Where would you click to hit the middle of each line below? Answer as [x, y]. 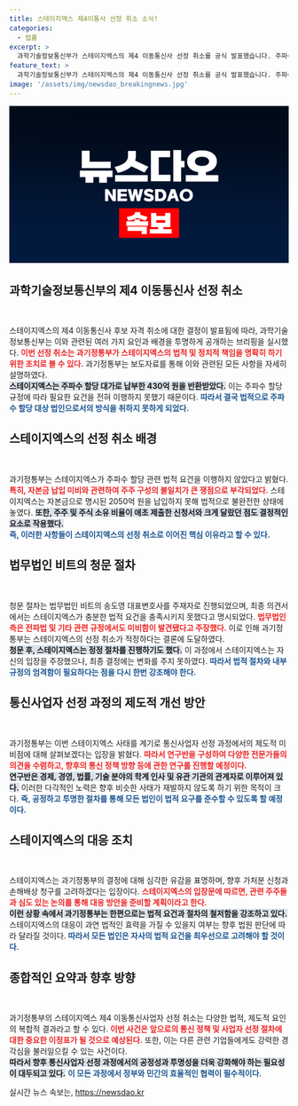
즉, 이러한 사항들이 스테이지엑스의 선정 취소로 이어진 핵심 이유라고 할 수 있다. [140, 534]
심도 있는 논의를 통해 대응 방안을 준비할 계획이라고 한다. [113, 903]
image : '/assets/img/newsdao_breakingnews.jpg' [99, 84]
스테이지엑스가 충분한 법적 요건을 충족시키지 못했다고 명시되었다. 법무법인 [159, 616]
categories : [31, 28]
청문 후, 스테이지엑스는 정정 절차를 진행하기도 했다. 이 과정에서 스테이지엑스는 [142, 650]
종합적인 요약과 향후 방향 [72, 978]
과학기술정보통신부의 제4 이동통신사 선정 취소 [126, 290]
